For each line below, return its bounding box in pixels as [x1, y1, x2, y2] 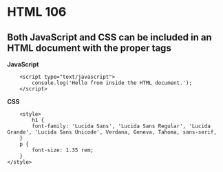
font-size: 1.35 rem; [32, 147, 94, 153]
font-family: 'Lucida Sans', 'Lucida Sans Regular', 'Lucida [32, 123, 211, 130]
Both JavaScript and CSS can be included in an [7, 32, 212, 43]
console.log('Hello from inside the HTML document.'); [32, 79, 193, 86]
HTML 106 [7, 4, 67, 20]
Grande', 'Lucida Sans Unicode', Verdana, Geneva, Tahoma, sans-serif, [7, 129, 217, 136]
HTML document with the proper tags [7, 42, 172, 53]
